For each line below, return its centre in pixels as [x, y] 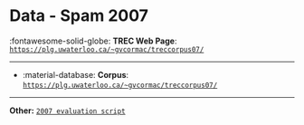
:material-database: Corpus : [76, 74]
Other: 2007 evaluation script [67, 111]
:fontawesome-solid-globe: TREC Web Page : [93, 41]
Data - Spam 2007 [79, 16]
